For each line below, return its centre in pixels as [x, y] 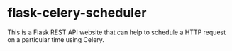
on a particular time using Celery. [56, 39]
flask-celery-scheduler [77, 13]
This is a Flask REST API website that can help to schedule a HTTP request [117, 32]
